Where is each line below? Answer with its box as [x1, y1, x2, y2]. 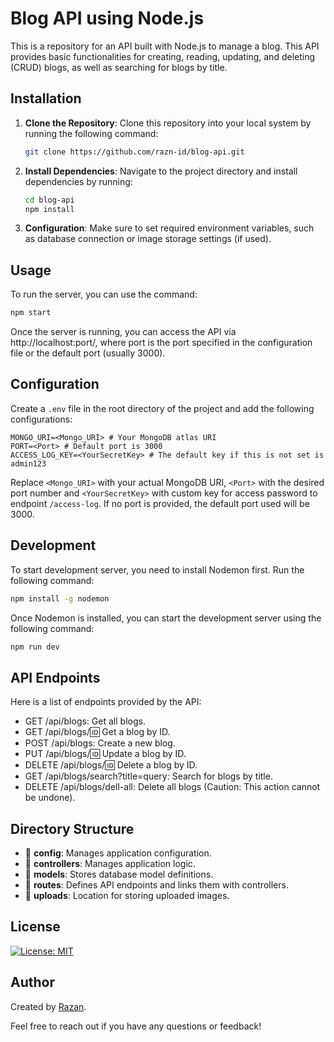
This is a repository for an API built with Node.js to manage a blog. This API [10, 40, 320, 52]
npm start [10, 308, 52, 318]
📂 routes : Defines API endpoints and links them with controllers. [24, 879, 289, 891]
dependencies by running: [24, 175, 133, 187]
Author [10, 974, 55, 991]
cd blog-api [24, 195, 75, 205]
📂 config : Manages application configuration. [24, 847, 212, 859]
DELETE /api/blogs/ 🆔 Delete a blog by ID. [24, 759, 198, 771]
